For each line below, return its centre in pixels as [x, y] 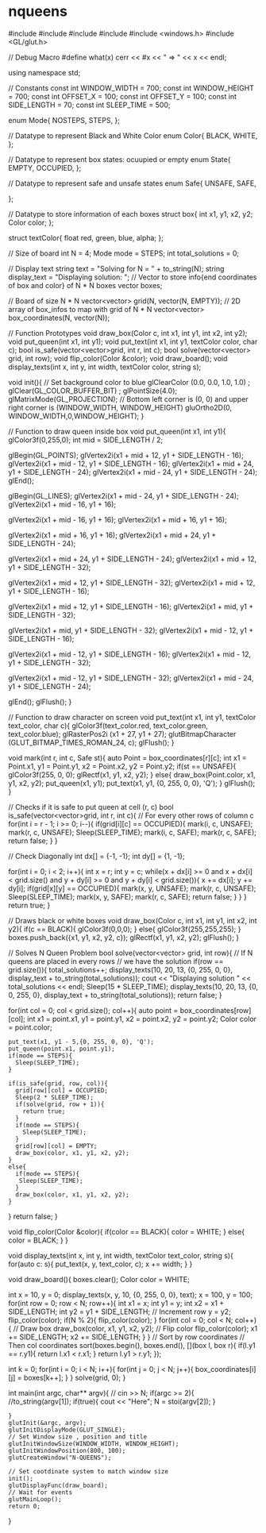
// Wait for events [40, 1492]
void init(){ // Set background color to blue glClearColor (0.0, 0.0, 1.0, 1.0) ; [129, 382]
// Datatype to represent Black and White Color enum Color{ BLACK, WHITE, [133, 135]
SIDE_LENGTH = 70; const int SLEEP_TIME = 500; [89, 105]
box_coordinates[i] [226, 1369]
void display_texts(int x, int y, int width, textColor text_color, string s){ [121, 1255]
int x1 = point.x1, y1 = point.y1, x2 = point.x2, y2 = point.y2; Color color [142, 1019]
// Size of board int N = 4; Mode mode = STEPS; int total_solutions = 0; [124, 253]
